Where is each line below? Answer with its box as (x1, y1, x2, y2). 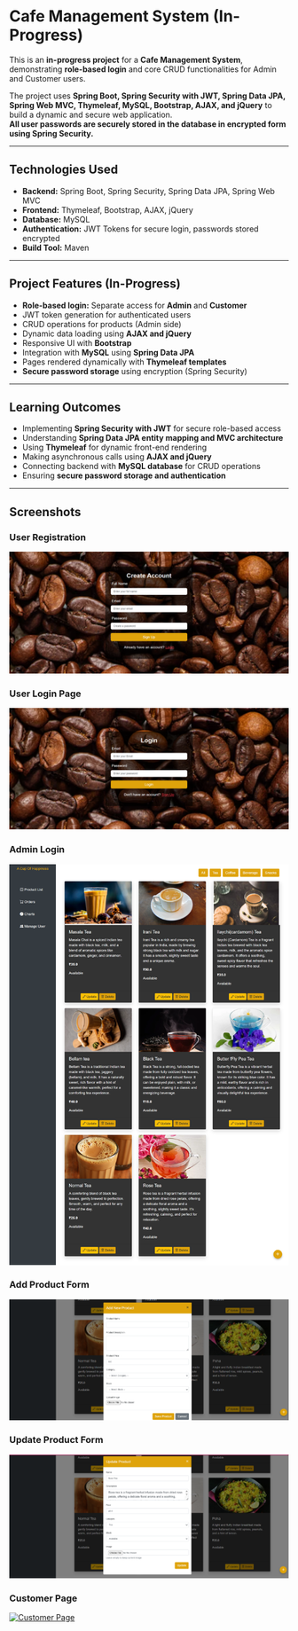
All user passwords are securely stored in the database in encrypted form (9, 118, 286, 129)
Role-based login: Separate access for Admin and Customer (21, 300, 247, 310)
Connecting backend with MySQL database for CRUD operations (21, 461, 262, 472)
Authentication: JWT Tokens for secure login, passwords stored (21, 223, 259, 234)
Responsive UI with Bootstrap (21, 337, 132, 348)
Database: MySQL (21, 214, 90, 224)
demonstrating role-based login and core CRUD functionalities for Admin (9, 64, 278, 74)
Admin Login (9, 843, 65, 856)
